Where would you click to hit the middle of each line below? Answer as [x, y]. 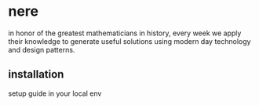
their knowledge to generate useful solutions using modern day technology [129, 41]
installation [36, 74]
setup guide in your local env [55, 93]
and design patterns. [42, 49]
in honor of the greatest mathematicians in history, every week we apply [125, 33]
